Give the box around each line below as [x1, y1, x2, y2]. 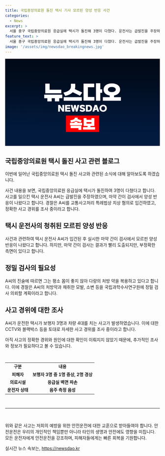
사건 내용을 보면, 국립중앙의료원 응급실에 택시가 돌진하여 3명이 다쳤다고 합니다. [5, 188, 156, 194]
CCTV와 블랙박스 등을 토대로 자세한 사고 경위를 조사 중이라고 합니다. [5, 326, 137, 332]
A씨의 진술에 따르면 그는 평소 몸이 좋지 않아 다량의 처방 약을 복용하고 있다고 [5, 278, 150, 284]
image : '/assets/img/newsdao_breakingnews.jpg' [5, 44, 105, 49]
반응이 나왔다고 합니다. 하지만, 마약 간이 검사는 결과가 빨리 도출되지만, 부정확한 [5, 242, 156, 248]
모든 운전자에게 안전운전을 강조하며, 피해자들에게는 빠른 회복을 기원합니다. [5, 435, 147, 441]
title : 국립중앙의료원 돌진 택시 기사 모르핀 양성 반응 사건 [5, 8, 110, 13]
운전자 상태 [7, 387, 28, 392]
